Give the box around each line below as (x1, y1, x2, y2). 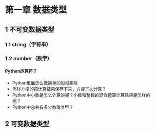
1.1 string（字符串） (5, 41, 51, 48)
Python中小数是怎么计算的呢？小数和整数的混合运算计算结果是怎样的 (12, 92, 151, 98)
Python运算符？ (5, 68, 38, 74)
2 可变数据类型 (5, 120, 50, 128)
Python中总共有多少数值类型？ (12, 104, 74, 110)
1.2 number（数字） (5, 55, 53, 62)
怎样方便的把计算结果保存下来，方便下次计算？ (12, 86, 106, 92)
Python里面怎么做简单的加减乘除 (12, 80, 78, 85)
